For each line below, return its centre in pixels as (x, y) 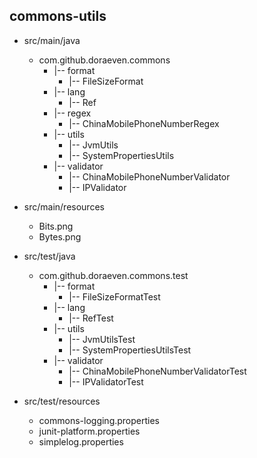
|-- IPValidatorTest (106, 381)
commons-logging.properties (99, 420)
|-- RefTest (91, 318)
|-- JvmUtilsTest (102, 339)
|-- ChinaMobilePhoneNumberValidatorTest (157, 371)
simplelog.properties (81, 441)
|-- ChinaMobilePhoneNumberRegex (144, 123)
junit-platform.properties (89, 431)
